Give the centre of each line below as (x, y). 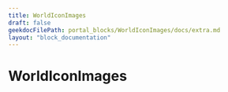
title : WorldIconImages (47, 15)
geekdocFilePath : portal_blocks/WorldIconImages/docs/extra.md (114, 30)
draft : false (30, 23)
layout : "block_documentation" (60, 37)
